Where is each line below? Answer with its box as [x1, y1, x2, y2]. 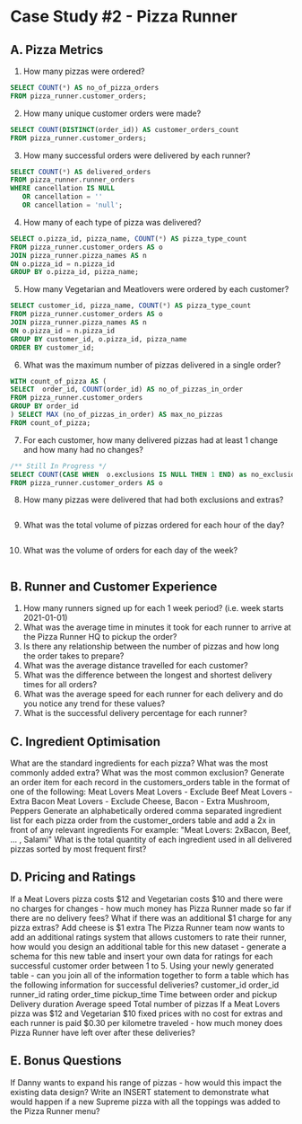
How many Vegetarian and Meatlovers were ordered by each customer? [22, 284, 289, 295]
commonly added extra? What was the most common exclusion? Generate [10, 767, 285, 778]
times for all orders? [22, 679, 98, 690]
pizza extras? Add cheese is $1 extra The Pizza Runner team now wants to [10, 922, 285, 933]
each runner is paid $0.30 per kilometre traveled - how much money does [10, 1017, 283, 1028]
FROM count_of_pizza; [10, 418, 91, 428]
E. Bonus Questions [10, 1053, 122, 1068]
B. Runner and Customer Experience [10, 579, 218, 594]
